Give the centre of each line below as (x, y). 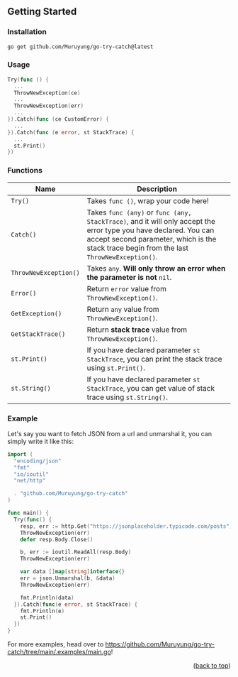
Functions (25, 170)
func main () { (28, 513)
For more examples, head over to (56, 644)
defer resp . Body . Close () (57, 539)
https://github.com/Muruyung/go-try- (160, 644)
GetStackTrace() (38, 334)
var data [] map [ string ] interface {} (73, 572)
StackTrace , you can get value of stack (151, 388)
